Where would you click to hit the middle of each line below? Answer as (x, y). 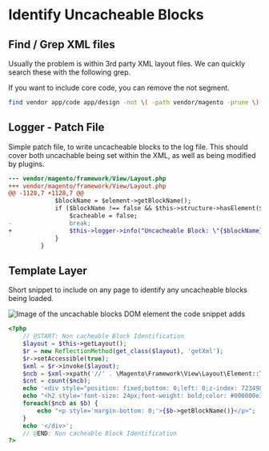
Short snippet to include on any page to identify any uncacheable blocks (128, 290)
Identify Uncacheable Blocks (106, 15)
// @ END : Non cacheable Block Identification (100, 433)
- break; (50, 223)
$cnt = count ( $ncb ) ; (57, 381)
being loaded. (31, 299)
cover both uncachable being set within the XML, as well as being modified (132, 155)
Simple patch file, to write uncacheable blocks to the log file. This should (128, 147)
